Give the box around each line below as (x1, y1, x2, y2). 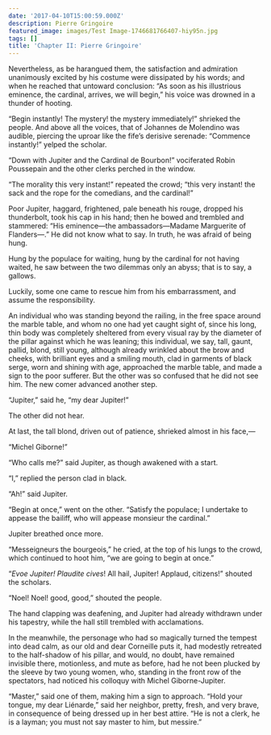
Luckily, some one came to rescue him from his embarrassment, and (8, 287, 236, 296)
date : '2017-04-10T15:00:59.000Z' (8, 11, 125, 20)
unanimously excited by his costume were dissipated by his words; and (8, 73, 245, 82)
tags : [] (8, 34, 38, 43)
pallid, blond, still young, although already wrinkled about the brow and (8, 345, 244, 355)
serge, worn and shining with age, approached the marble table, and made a (8, 363, 262, 372)
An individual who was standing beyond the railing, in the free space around (8, 311, 261, 321)
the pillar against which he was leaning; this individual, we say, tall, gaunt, (8, 337, 253, 346)
